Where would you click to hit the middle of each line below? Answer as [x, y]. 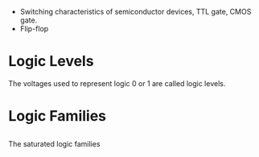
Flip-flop [34, 29]
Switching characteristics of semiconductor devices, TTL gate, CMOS [136, 12]
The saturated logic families [54, 143]
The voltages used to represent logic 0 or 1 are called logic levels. [117, 83]
